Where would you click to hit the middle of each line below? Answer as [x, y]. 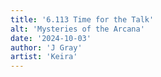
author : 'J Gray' [46, 47]
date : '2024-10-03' [51, 38]
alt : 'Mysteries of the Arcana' [77, 29]
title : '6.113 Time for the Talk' [82, 19]
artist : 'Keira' [44, 57]
